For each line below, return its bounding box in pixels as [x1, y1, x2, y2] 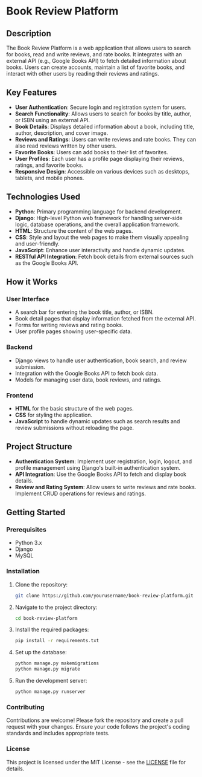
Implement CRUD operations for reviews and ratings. [14, 490, 147, 497]
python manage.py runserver [14, 689, 86, 695]
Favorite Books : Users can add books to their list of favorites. [14, 148, 169, 155]
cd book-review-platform [14, 615, 78, 621]
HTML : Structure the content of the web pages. [14, 227, 133, 234]
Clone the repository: [14, 580, 68, 588]
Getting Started [6, 507, 66, 518]
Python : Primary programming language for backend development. [14, 207, 183, 215]
